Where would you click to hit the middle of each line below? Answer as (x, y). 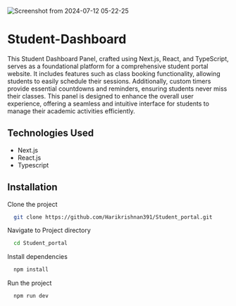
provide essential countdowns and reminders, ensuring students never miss (117, 89)
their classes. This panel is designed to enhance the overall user (100, 96)
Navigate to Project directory (49, 230)
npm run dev (31, 296)
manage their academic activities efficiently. (71, 111)
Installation (32, 187)
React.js (29, 158)
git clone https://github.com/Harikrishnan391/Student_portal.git (113, 217)
